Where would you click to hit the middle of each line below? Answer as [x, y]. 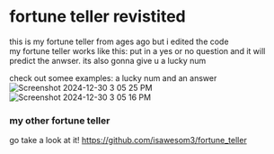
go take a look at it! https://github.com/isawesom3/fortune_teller [128, 140]
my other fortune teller [60, 121]
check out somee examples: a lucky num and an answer [113, 77]
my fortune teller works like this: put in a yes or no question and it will [137, 50]
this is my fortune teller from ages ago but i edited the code [119, 41]
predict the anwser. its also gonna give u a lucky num [108, 60]
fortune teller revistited [97, 17]
